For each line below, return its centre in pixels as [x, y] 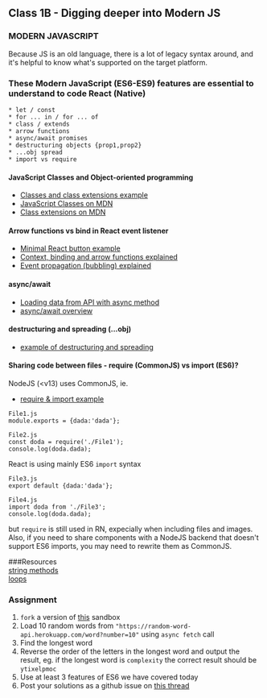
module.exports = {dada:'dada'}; [64, 421]
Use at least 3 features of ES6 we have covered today [109, 677]
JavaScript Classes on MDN [66, 204]
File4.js [23, 500]
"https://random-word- [153, 627]
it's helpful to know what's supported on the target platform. [108, 62]
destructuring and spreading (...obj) [70, 329]
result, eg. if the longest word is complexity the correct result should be [138, 660]
